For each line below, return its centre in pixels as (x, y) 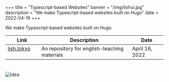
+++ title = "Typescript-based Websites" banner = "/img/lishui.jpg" (75, 7)
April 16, (142, 49)
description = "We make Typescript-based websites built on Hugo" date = (82, 13)
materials (52, 55)
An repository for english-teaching (82, 49)
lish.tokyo (19, 49)
